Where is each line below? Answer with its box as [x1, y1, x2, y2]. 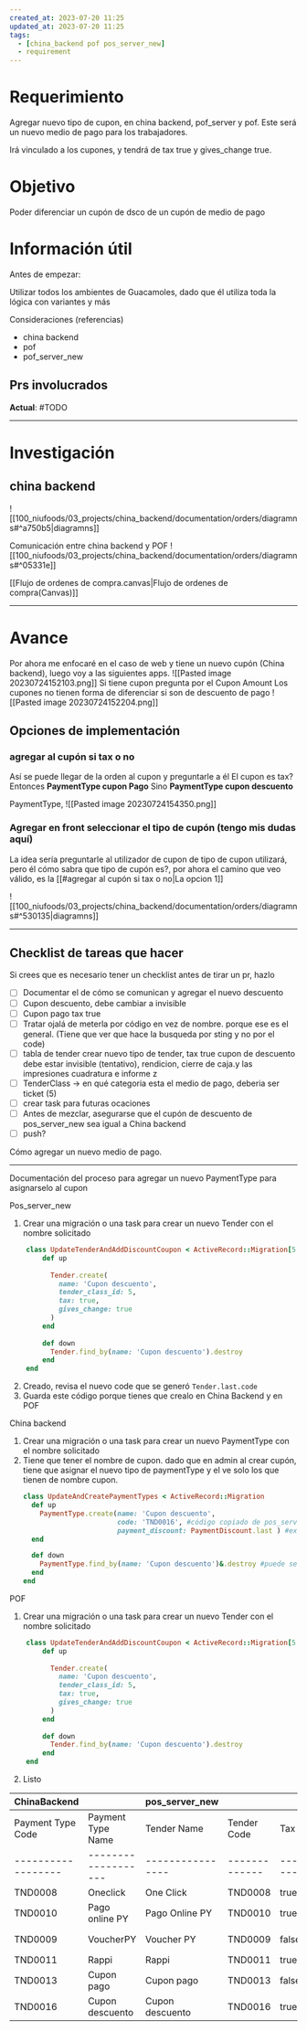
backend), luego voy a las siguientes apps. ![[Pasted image [9, 667, 232, 678]
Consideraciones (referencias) [9, 314, 124, 324]
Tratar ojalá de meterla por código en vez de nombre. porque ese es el [22, 1018, 290, 1029]
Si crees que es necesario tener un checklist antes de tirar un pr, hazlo [9, 970, 276, 981]
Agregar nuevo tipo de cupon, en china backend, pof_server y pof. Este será [9, 117, 297, 128]
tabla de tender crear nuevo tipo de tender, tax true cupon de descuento [22, 1047, 295, 1058]
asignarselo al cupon [9, 1183, 89, 1194]
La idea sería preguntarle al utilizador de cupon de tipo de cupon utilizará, [9, 854, 288, 865]
